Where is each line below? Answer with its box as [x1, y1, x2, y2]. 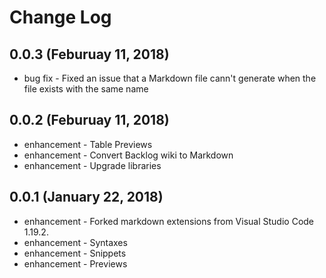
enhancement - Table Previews [23, 138, 153, 150]
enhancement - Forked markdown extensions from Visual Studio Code [23, 215, 315, 227]
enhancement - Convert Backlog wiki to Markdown [23, 149, 234, 161]
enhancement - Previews [23, 257, 128, 270]
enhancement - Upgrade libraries [23, 159, 162, 171]
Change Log [9, 6, 112, 29]
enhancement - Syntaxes [23, 236, 128, 248]
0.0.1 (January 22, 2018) [9, 189, 164, 206]
